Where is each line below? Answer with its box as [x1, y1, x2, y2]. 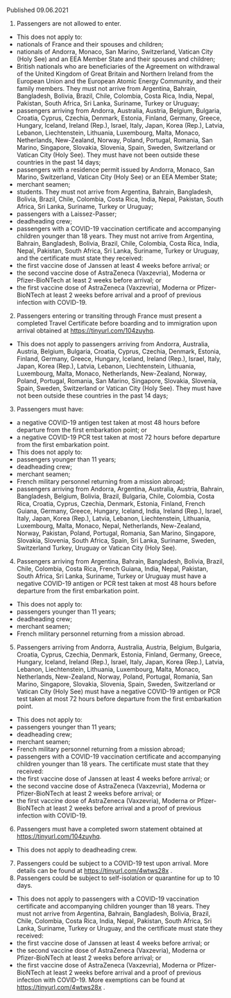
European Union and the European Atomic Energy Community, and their [16, 77, 222, 85]
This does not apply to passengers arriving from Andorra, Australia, [16, 340, 209, 348]
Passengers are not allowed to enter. [16, 19, 122, 27]
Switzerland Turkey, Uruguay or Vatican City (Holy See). [16, 544, 178, 552]
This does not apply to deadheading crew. [16, 846, 137, 854]
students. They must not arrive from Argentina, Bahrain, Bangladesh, [16, 187, 213, 196]
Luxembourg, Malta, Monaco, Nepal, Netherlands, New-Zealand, [16, 522, 202, 530]
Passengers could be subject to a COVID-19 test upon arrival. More [16, 859, 209, 867]
